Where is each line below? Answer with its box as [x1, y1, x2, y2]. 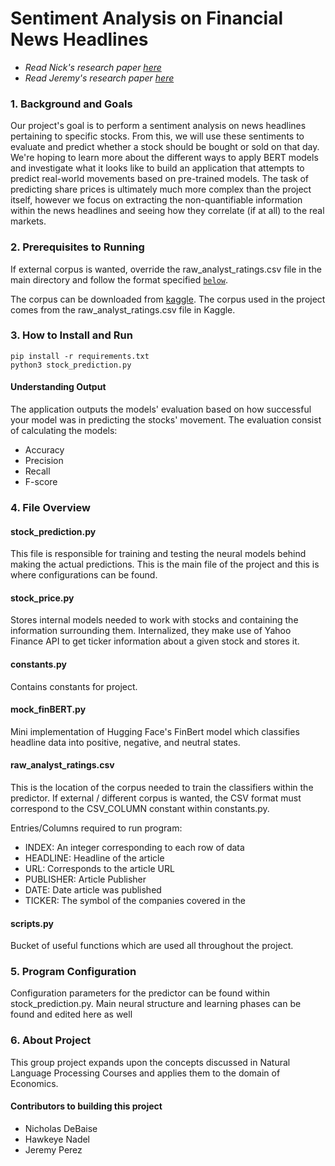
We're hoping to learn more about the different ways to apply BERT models [10, 152, 319, 164]
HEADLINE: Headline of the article [24, 852, 165, 864]
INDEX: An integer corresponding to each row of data [24, 841, 245, 853]
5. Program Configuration [10, 965, 137, 979]
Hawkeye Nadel [24, 1133, 91, 1145]
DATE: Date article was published [24, 883, 162, 896]
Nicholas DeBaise [24, 1122, 98, 1134]
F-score [24, 476, 58, 488]
